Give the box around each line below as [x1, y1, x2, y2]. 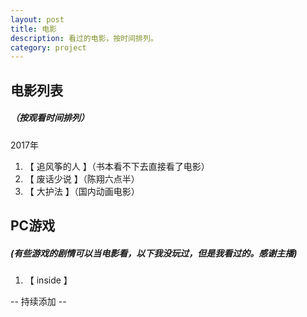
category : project [10, 42, 87, 53]
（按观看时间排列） [10, 112, 90, 124]
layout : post [10, 14, 65, 25]
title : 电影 [10, 24, 57, 34]
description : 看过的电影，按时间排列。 [10, 33, 158, 43]
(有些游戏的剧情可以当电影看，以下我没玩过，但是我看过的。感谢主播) [10, 247, 298, 259]
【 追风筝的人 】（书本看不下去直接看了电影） [24, 160, 210, 172]
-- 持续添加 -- [10, 295, 67, 307]
